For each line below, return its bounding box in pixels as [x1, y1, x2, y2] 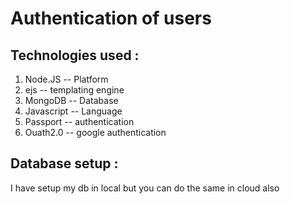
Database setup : [10, 155, 119, 172]
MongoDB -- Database [24, 95, 119, 106]
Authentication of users [10, 7, 212, 30]
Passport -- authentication [24, 116, 135, 127]
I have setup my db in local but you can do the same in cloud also [10, 182, 280, 194]
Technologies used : [10, 47, 140, 64]
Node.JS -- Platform [24, 73, 109, 85]
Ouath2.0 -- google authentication [24, 127, 167, 138]
